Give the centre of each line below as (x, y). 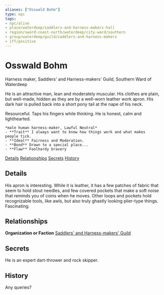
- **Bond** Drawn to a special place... (47, 145)
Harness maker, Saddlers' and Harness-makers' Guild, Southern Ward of (78, 79)
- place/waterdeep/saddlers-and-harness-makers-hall (60, 28)
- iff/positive (21, 42)
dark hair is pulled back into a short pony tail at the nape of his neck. (74, 104)
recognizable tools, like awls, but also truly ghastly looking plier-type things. (82, 201)
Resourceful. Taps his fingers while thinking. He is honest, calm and (73, 113)
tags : (11, 19)
